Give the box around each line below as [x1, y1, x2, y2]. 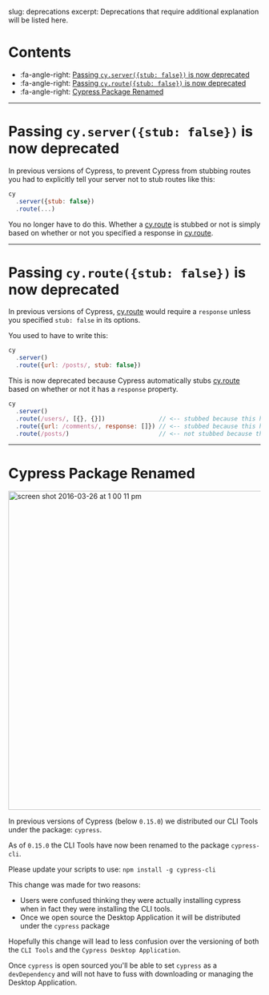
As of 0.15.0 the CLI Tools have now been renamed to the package [8, 840, 230, 850]
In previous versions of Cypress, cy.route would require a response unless [8, 307, 251, 316]
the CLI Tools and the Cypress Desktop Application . [8, 945, 182, 955]
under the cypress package [19, 921, 110, 931]
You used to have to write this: [8, 331, 109, 340]
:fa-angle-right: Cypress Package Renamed [19, 87, 164, 96]
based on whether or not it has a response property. [8, 385, 179, 394]
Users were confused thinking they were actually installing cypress [19, 896, 242, 905]
